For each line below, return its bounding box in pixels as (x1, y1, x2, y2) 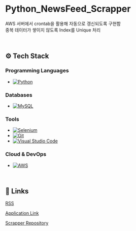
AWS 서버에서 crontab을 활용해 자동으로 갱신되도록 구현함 (5, 20, 121, 26)
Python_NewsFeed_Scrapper (5, 3, 131, 15)
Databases (5, 91, 32, 98)
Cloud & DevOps (5, 151, 47, 158)
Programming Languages (5, 67, 70, 74)
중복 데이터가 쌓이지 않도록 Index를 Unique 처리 (5, 26, 101, 33)
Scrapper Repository (5, 220, 49, 226)
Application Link (5, 210, 39, 216)
